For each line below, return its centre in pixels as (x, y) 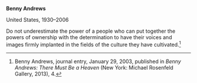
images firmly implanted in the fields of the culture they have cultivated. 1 (94, 44)
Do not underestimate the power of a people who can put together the (91, 31)
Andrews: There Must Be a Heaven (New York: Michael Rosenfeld (94, 67)
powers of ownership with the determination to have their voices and (89, 37)
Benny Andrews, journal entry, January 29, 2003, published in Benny (98, 61)
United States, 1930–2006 (38, 20)
